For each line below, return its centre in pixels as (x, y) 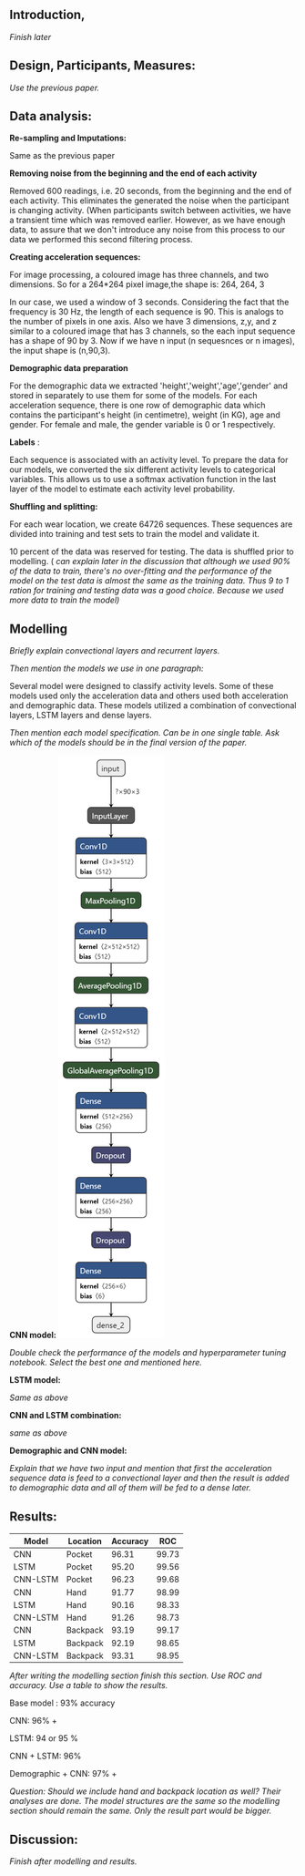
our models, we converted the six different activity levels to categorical (142, 469)
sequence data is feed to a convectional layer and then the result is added (149, 1478)
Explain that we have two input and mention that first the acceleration (141, 1469)
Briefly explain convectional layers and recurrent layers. (115, 651)
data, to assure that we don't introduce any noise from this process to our (147, 230)
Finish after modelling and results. (73, 1861)
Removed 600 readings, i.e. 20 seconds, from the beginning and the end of (151, 191)
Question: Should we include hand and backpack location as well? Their (145, 1791)
